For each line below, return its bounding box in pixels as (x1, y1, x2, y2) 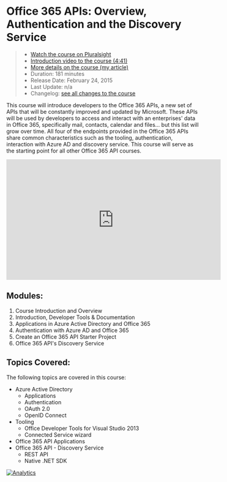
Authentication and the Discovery (6, 17, 182, 31)
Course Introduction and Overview (15, 307, 103, 314)
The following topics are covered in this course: (6, 374, 127, 381)
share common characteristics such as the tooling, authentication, (6, 134, 173, 141)
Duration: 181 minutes (30, 70, 84, 77)
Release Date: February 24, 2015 (30, 77, 113, 84)
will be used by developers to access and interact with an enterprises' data (6, 115, 196, 122)
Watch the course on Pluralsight (30, 50, 111, 58)
